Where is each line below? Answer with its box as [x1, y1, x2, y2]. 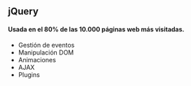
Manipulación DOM [18, 48, 74, 57]
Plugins [18, 70, 41, 79]
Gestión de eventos [18, 41, 75, 49]
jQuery [8, 6, 39, 17]
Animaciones [18, 55, 56, 64]
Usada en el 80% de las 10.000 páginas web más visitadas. [8, 24, 185, 34]
